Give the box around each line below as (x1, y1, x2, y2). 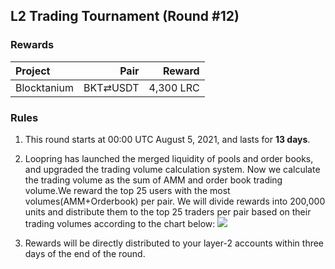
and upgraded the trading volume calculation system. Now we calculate (24, 163, 321, 175)
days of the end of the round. (24, 247, 146, 259)
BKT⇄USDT (83, 80, 140, 94)
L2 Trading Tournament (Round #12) (10, 8, 240, 25)
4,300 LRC (148, 80, 200, 94)
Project (15, 64, 51, 78)
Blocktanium (15, 80, 74, 94)
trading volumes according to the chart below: (24, 217, 216, 229)
